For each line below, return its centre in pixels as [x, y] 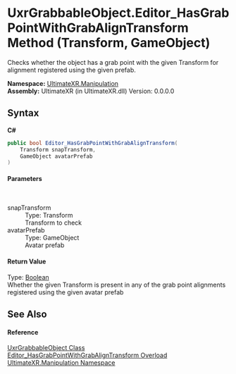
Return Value [27, 261]
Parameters [25, 178]
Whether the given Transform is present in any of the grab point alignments [117, 285]
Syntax [23, 113]
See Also [27, 314]
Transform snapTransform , [58, 149]
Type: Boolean [28, 277]
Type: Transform [49, 216]
